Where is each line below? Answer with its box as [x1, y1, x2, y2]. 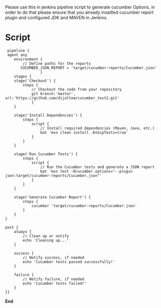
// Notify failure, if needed [23, 276, 84, 281]
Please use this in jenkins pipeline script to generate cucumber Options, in [5, 4, 155, 10]
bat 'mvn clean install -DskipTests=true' [40, 130, 129, 135]
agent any [7, 52, 27, 57]
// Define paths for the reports [23, 61, 91, 66]
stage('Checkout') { [14, 78, 56, 83]
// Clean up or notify [23, 234, 69, 239]
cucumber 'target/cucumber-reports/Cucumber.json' [31, 203, 137, 208]
